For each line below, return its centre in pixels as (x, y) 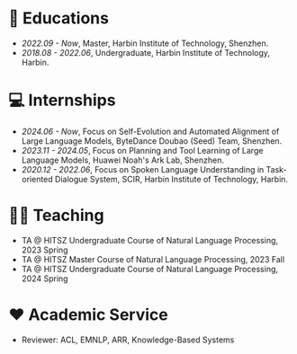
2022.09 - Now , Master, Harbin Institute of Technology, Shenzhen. (145, 43)
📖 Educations (59, 18)
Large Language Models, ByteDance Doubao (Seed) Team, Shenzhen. (152, 141)
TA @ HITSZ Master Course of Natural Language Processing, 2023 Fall (153, 259)
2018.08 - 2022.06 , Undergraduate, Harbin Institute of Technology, (146, 52)
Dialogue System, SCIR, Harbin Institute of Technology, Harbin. (171, 179)
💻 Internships (62, 100)
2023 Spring (45, 250)
